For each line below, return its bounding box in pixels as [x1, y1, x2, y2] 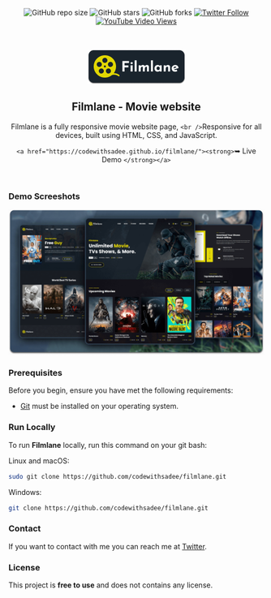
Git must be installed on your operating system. [19, 402, 179, 411]
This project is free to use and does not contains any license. [8, 580, 213, 590]
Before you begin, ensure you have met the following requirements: [8, 385, 234, 395]
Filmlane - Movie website [71, 100, 201, 114]
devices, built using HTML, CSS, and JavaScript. [55, 130, 217, 140]
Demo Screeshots [8, 191, 80, 202]
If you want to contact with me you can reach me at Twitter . [8, 541, 207, 551]
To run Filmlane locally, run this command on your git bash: [8, 440, 208, 450]
